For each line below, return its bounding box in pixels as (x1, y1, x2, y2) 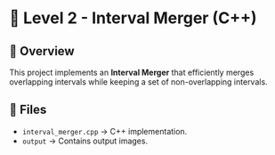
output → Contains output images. (21, 135, 149, 146)
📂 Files (9, 102, 47, 118)
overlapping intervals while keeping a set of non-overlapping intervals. (9, 77, 269, 87)
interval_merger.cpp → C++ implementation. (21, 126, 188, 136)
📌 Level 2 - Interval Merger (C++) (9, 8, 257, 29)
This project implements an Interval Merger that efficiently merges (9, 67, 255, 77)
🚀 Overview (9, 44, 75, 59)
